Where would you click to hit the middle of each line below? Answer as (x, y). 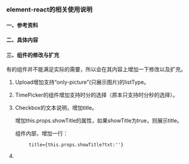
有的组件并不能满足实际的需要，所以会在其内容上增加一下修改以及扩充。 (96, 69)
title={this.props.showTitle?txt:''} (76, 145)
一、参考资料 (22, 25)
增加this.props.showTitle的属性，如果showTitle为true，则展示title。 (99, 121)
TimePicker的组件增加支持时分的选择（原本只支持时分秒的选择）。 (96, 95)
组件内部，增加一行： (41, 133)
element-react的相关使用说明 (49, 9)
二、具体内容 (22, 40)
